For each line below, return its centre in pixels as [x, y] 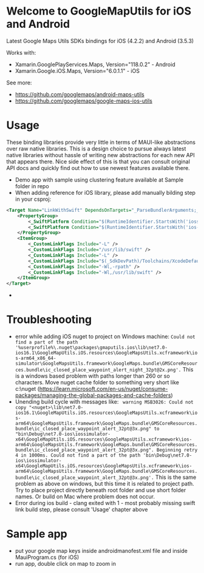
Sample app [37, 534]
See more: [19, 83]
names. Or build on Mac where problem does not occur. [85, 497]
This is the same [176, 477]
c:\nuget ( [27, 389]
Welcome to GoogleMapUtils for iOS [99, 11]
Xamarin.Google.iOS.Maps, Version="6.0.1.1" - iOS [77, 70]
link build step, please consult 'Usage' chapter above [81, 510]
